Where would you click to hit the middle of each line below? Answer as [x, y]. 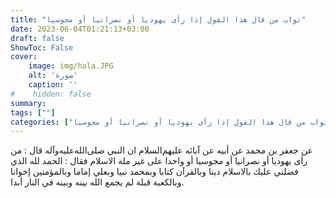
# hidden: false [51, 94]
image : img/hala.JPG [71, 66]
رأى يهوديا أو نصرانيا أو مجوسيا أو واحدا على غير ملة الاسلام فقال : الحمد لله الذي [159, 161]
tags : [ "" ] [33, 112]
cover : [24, 57]
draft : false [37, 38]
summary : [28, 103]
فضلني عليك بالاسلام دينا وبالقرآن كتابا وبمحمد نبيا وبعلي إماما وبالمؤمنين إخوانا [154, 172]
